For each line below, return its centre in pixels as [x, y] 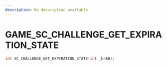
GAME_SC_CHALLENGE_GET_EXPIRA [83, 34]
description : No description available [47, 10]
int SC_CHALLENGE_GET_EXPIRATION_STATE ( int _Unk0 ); [60, 58]
